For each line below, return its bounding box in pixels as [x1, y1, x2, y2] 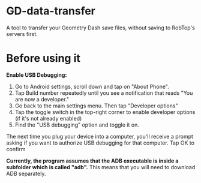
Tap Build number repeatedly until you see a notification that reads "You [14, 89, 193, 97]
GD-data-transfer [6, 4, 96, 18]
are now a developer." [14, 95, 69, 103]
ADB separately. [6, 170, 46, 177]
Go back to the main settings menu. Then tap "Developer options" [14, 102, 178, 109]
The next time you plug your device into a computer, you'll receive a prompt [6, 133, 194, 140]
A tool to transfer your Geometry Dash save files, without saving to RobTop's [6, 24, 195, 31]
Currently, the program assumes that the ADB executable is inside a [6, 157, 179, 164]
